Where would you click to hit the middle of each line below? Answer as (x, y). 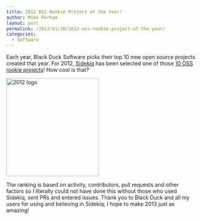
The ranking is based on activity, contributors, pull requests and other (93, 185)
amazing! (17, 210)
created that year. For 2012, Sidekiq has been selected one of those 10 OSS (100, 63)
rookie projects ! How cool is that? (48, 70)
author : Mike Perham (32, 17)
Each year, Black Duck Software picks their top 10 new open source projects (101, 57)
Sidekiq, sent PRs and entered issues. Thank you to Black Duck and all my (98, 197)
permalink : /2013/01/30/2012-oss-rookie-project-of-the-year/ (86, 29)
